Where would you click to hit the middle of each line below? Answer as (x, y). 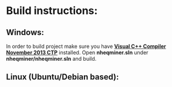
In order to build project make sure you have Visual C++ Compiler (86, 46)
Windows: (25, 32)
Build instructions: (52, 11)
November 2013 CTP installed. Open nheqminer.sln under (77, 53)
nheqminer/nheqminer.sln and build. (51, 59)
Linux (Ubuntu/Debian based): (63, 77)
